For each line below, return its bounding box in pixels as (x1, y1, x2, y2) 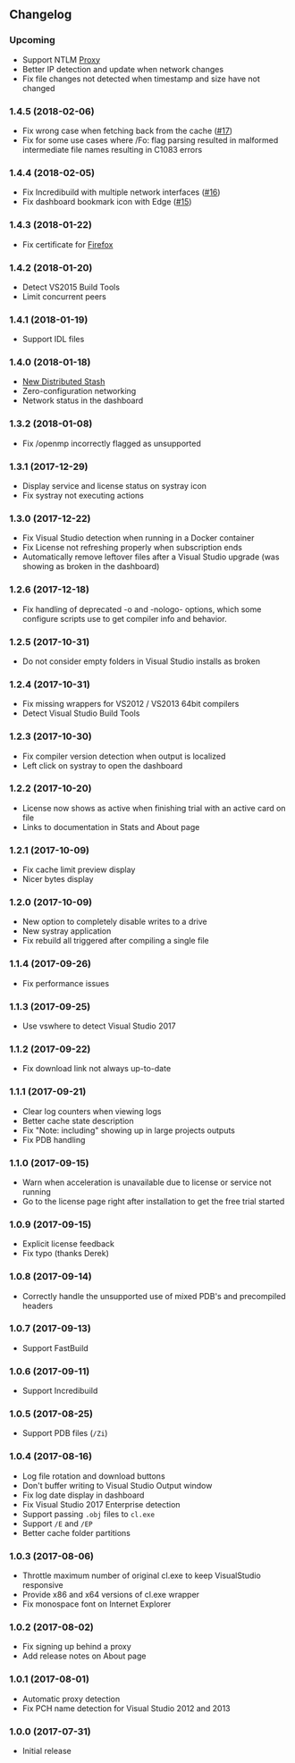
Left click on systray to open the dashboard (21, 760, 183, 771)
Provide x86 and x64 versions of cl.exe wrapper (21, 1590, 199, 1599)
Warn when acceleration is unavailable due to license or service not (21, 1177, 272, 1188)
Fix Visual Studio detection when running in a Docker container (21, 533, 255, 543)
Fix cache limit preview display (21, 864, 136, 875)
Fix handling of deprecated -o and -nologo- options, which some (21, 603, 262, 615)
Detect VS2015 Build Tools (21, 281, 121, 292)
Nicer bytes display (21, 874, 94, 885)
